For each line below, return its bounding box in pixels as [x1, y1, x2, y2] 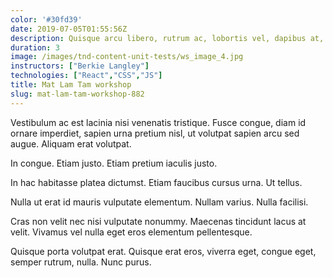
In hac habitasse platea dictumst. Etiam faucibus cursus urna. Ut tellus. [10, 176, 303, 188]
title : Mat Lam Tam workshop [10, 80, 132, 90]
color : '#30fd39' [10, 14, 83, 25]
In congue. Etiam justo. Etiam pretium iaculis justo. [10, 157, 218, 169]
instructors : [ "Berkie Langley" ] [10, 61, 150, 71]
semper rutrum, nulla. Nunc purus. [10, 256, 152, 268]
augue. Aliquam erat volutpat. [10, 137, 132, 150]
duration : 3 [10, 42, 60, 53]
